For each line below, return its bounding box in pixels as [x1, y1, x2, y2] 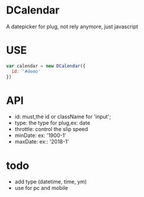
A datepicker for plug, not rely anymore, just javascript [6, 23, 139, 30]
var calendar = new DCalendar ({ [6, 63, 86, 69]
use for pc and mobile [14, 185, 68, 192]
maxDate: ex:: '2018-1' [14, 138, 69, 145]
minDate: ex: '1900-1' [14, 132, 67, 139]
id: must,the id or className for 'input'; [14, 113, 111, 121]
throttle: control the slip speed [14, 126, 89, 133]
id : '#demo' [11, 68, 41, 74]
